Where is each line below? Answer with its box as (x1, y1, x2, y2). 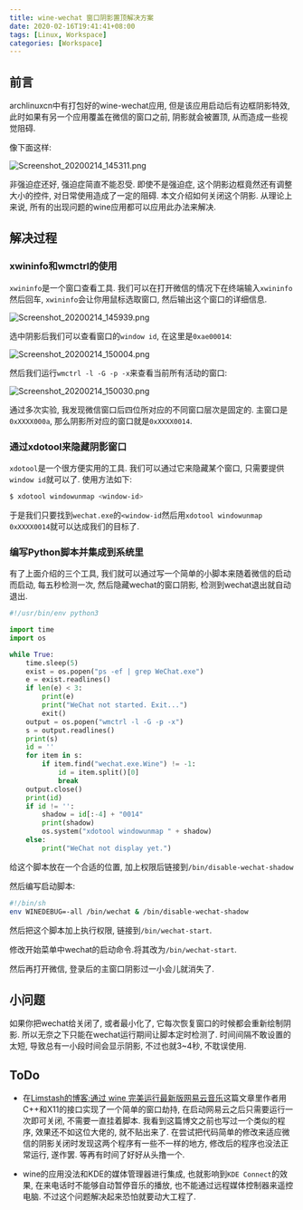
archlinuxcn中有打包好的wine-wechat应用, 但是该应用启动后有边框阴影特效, (9, 101, 290, 111)
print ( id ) (25, 793, 63, 802)
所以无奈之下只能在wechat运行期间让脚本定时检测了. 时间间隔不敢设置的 (21, 1030, 292, 1041)
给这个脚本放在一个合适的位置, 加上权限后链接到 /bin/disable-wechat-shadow (9, 861, 294, 872)
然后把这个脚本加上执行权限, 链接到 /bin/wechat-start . (9, 924, 213, 935)
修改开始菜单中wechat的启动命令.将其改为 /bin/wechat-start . (9, 944, 237, 954)
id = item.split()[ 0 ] (57, 768, 140, 778)
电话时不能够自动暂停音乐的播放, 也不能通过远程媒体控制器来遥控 (51, 1180, 294, 1191)
